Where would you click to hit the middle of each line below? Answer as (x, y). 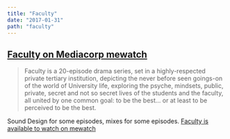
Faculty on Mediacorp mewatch (77, 54)
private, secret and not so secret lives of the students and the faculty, (124, 93)
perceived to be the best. (60, 108)
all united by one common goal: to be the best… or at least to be (116, 100)
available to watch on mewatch (51, 129)
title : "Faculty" (32, 13)
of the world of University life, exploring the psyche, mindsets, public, (124, 86)
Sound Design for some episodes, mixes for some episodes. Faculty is (108, 121)
